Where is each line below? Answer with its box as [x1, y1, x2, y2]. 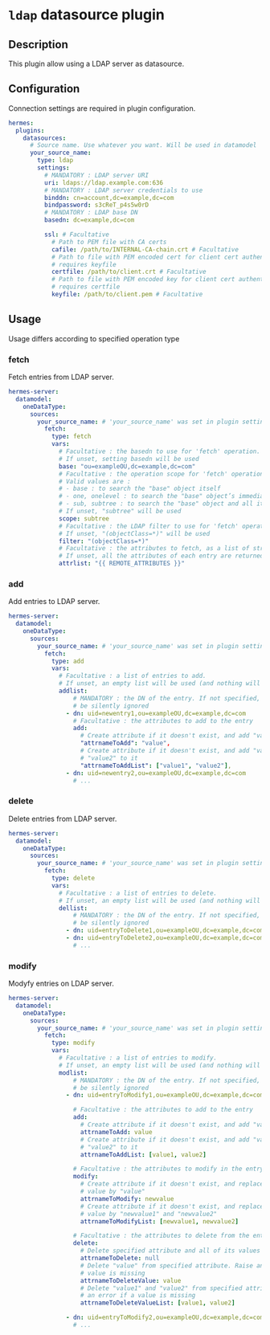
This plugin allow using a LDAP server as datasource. [8, 59, 185, 68]
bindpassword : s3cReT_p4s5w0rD [43, 201, 149, 210]
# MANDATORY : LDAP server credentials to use [43, 186, 203, 194]
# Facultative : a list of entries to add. [59, 672, 207, 680]
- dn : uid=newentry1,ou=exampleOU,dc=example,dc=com [65, 709, 247, 717]
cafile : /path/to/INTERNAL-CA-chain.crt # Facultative [51, 245, 239, 254]
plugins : [15, 126, 45, 134]
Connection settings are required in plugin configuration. [8, 103, 196, 113]
